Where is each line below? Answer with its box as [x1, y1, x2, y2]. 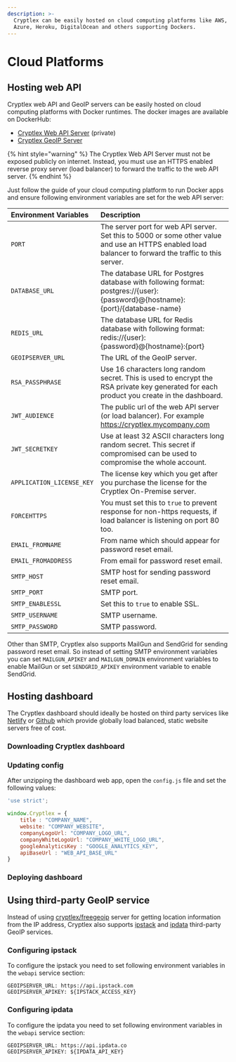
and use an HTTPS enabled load [100, 240, 207, 250]
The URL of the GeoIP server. [100, 353, 197, 363]
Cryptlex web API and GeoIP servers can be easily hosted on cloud [7, 100, 202, 109]
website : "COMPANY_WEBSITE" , [20, 824, 105, 831]
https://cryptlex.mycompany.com [100, 420, 210, 430]
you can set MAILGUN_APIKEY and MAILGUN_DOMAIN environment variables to [7, 655, 219, 663]
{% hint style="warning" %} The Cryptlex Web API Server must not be [7, 150, 211, 158]
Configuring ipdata [7, 1005, 74, 1015]
